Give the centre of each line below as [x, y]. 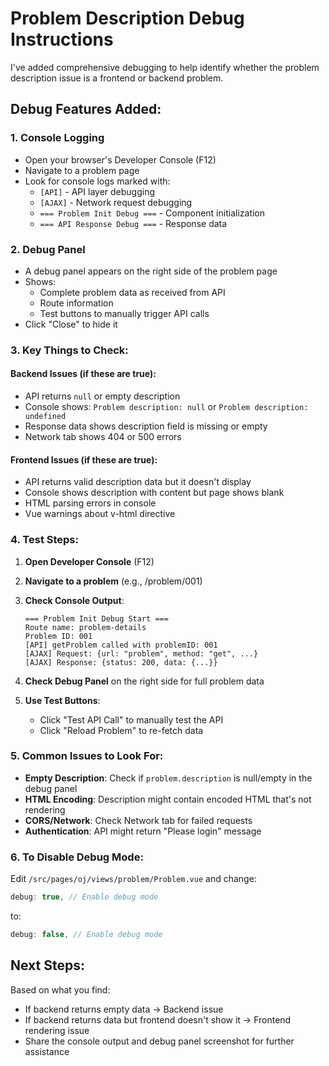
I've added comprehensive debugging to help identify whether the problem [165, 67]
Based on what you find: [60, 989]
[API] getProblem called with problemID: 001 [121, 645]
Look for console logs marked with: [97, 181]
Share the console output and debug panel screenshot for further [159, 1041]
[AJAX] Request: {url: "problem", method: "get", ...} [141, 653]
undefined [45, 417]
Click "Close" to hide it [71, 324]
